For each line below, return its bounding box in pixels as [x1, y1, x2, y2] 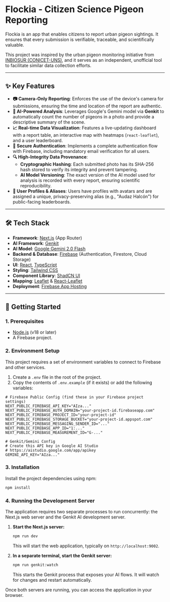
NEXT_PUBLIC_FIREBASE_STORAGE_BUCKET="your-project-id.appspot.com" [5, 417, 153, 422]
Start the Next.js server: [12, 524, 65, 530]
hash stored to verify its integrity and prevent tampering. [20, 166, 138, 173]
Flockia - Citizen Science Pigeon [5, 4, 144, 15]
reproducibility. [20, 182, 52, 188]
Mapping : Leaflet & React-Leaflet [12, 277, 82, 284]
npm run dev [12, 534, 38, 539]
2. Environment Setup [5, 347, 60, 354]
